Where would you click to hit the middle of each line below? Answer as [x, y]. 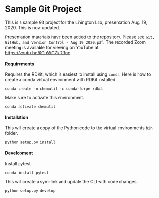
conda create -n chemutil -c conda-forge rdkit [54, 89]
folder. [11, 133]
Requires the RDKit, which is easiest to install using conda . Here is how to [78, 74]
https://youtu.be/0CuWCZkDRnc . [38, 53]
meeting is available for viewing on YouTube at [52, 47]
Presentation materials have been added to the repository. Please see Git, [80, 37]
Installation [17, 117]
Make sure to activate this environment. [45, 98]
